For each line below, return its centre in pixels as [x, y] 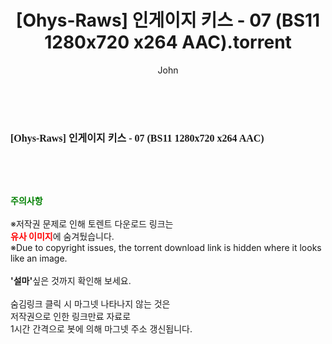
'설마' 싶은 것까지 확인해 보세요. [71, 280]
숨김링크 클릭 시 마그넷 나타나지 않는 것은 [90, 303]
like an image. [39, 258]
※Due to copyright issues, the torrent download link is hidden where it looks [166, 247]
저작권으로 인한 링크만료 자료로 [71, 316]
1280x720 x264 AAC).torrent [168, 42]
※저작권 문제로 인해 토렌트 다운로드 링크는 [92, 223]
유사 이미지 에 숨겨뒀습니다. [62, 236]
